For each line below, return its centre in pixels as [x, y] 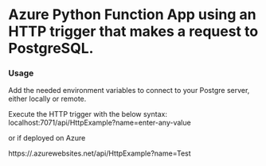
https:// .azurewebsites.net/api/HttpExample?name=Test [100, 153]
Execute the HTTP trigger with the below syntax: [88, 114]
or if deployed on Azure [47, 138]
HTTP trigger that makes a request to [133, 31]
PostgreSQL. [51, 48]
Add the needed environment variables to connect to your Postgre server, [129, 91]
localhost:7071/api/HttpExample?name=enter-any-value [100, 123]
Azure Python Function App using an [132, 15]
